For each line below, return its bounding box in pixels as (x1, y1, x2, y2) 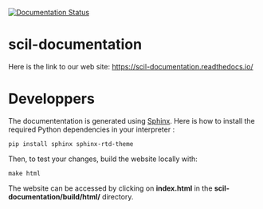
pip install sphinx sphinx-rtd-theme (8, 140, 134, 148)
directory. (102, 191, 134, 201)
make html (8, 169, 41, 177)
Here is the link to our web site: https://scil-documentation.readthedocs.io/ (8, 61, 253, 71)
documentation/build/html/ (8, 191, 101, 201)
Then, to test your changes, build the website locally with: (8, 154, 198, 164)
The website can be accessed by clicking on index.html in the (8, 183, 213, 193)
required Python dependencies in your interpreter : (8, 124, 175, 134)
